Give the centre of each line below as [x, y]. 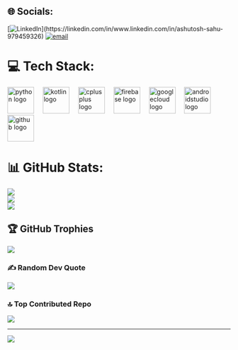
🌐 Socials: [30, 12]
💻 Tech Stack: [51, 66]
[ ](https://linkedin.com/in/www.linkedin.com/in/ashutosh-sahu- [115, 28]
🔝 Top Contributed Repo [50, 304]
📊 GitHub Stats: [56, 168]
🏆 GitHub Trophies [51, 229]
